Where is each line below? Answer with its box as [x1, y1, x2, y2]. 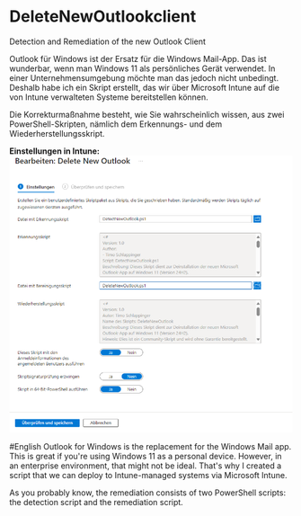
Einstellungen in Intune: [9, 146, 101, 156]
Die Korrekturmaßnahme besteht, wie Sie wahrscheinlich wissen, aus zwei [9, 109, 285, 120]
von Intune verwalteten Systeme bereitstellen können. [9, 92, 208, 102]
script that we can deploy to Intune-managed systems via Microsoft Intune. [9, 469, 288, 480]
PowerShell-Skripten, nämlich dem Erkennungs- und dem [9, 119, 223, 129]
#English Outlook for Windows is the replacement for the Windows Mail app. [9, 440, 292, 451]
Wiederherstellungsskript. [9, 128, 105, 138]
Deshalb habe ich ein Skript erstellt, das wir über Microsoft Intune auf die [9, 82, 280, 93]
